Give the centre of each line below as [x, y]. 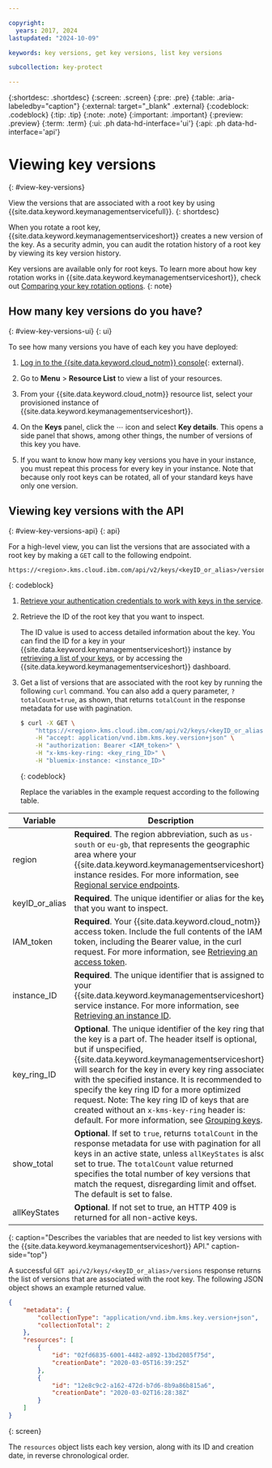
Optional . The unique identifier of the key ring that [170, 1028]
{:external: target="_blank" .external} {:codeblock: [165, 106]
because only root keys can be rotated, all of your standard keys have [136, 477]
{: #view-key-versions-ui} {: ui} [60, 331]
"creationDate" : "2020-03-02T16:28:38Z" [121, 1393]
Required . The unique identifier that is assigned [164, 975]
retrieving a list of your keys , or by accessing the [101, 658]
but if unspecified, [108, 1049]
